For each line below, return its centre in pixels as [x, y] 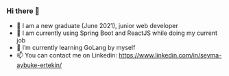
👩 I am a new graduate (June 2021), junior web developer [97, 26]
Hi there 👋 [23, 11]
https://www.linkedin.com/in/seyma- [170, 55]
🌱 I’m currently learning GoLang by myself [76, 48]
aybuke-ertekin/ [39, 65]
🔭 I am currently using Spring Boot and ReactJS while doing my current [117, 33]
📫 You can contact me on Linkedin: [67, 55]
